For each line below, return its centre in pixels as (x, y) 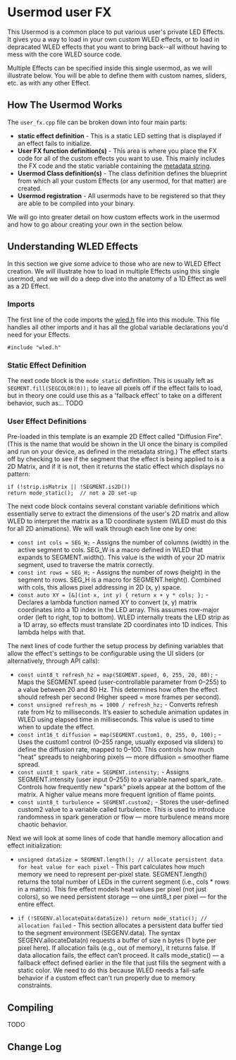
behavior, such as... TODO (45, 403)
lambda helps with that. (51, 633)
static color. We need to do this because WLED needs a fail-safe (111, 970)
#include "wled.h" (34, 347)
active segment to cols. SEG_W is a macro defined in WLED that (110, 550)
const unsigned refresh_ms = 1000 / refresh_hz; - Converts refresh (118, 705)
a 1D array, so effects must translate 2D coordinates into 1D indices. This (122, 625)
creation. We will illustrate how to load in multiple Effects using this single (113, 271)
